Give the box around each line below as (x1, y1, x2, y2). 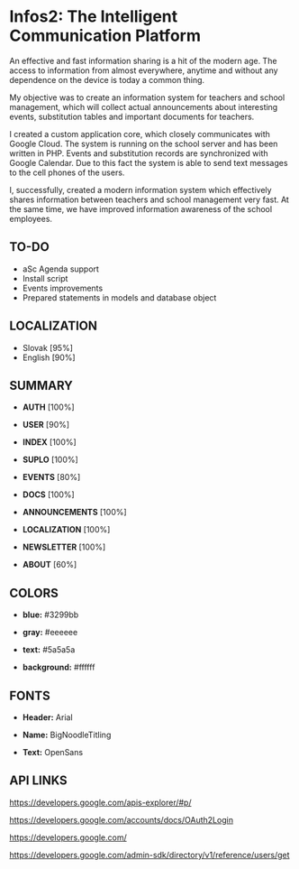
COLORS (9, 585, 59, 601)
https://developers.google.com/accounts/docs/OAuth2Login (9, 814, 234, 825)
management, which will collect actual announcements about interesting (9, 101, 278, 112)
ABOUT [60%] (22, 559, 77, 570)
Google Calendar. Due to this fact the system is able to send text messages (9, 157, 288, 168)
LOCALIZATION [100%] (22, 524, 111, 535)
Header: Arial (22, 712, 74, 723)
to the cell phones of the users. (9, 167, 125, 178)
